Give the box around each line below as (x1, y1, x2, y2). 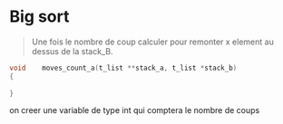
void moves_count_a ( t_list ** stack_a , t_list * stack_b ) (9, 63, 238, 72)
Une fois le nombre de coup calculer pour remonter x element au (31, 36, 274, 47)
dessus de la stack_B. (31, 45, 113, 56)
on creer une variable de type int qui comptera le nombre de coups (9, 105, 260, 116)
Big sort (9, 6, 70, 27)
